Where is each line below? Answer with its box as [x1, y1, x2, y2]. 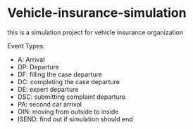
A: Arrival [17, 55, 45, 64]
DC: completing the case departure [17, 77, 120, 86]
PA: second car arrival [17, 100, 82, 108]
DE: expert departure [17, 85, 79, 93]
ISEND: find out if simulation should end [17, 114, 134, 123]
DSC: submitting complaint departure [17, 93, 125, 101]
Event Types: [7, 41, 46, 50]
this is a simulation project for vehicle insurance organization [7, 28, 184, 36]
